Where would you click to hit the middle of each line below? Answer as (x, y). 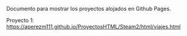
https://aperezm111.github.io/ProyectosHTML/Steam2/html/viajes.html (93, 27)
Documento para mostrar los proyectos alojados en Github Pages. (89, 9)
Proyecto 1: (20, 20)
